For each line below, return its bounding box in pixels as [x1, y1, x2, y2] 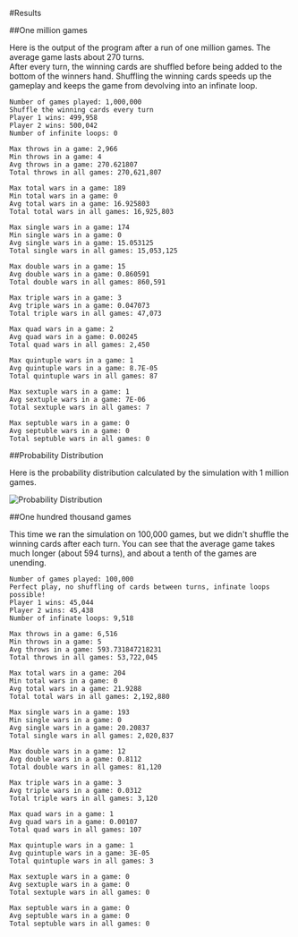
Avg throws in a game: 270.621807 [9, 160, 139, 169]
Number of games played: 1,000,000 [9, 98, 142, 106]
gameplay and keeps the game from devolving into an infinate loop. [9, 81, 258, 90]
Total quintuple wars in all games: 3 [9, 856, 154, 865]
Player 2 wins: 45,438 [9, 606, 94, 615]
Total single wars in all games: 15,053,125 [9, 246, 178, 255]
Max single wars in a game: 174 [9, 223, 130, 232]
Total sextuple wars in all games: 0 [9, 888, 150, 897]
